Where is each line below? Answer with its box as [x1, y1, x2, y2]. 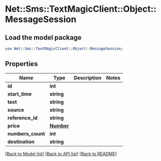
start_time [7, 91, 32, 97]
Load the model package [5, 33, 82, 42]
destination [7, 138, 35, 145]
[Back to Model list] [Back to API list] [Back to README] [5, 151, 117, 157]
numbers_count [7, 130, 45, 137]
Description [74, 74, 101, 81]
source [7, 106, 24, 113]
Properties [5, 60, 38, 68]
